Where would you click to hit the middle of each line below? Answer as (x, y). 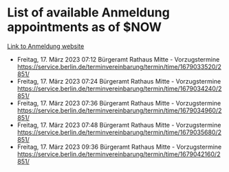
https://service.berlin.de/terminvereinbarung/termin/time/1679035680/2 (119, 132)
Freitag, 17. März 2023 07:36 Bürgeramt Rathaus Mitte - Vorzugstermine (119, 103)
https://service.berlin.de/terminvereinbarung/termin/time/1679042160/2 (119, 154)
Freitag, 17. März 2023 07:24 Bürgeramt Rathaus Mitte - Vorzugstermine (119, 81)
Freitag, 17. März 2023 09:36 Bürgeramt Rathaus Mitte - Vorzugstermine (119, 147)
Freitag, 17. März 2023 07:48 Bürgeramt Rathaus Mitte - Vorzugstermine (119, 125)
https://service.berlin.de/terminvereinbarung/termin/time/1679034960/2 (119, 110)
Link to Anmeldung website (46, 46)
